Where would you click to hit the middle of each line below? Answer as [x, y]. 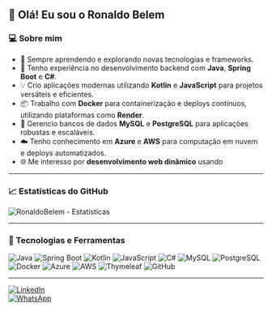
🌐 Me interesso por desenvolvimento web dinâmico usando [121, 161]
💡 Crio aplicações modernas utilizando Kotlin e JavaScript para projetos [141, 85]
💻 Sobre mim [35, 39]
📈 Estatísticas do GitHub [58, 191]
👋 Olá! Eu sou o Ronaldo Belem [87, 15]
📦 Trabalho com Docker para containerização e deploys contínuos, [133, 103]
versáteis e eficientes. [57, 94]
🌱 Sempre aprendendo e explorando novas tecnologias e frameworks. [137, 59]
